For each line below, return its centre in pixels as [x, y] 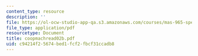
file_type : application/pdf [41, 28]
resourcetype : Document [35, 33]
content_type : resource [35, 11]
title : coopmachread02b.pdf [41, 38]
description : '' [26, 17]
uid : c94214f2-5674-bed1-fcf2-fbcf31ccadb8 [60, 44]
